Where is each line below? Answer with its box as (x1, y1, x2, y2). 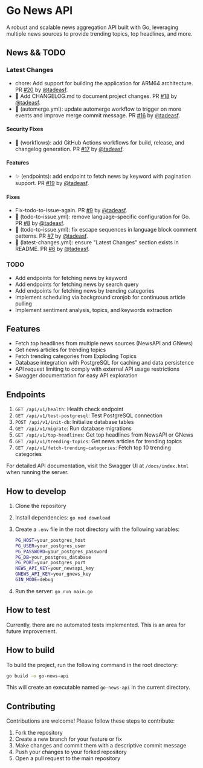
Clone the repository (14, 502, 66, 509)
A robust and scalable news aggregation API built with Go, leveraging (6, 24, 179, 31)
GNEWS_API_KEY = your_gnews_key (14, 571, 92, 578)
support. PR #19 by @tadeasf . (14, 180, 89, 187)
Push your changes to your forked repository (14, 748, 127, 756)
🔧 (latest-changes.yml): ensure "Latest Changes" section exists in (14, 239, 179, 246)
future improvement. (6, 627, 57, 635)
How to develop (6, 486, 66, 496)
